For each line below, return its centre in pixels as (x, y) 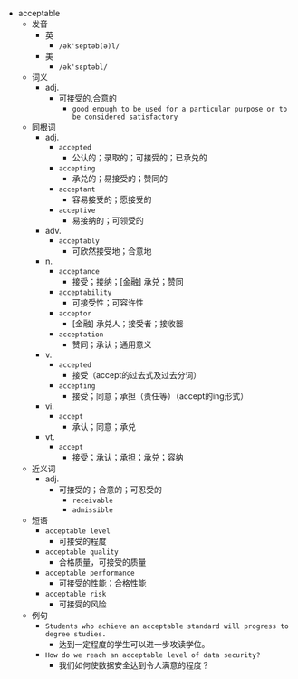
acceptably (79, 241)
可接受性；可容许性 (108, 302)
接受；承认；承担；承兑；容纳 (128, 457)
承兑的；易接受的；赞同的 (120, 179)
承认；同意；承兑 (104, 427)
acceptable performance (90, 573)
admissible (92, 510)
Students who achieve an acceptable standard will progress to (167, 626)
